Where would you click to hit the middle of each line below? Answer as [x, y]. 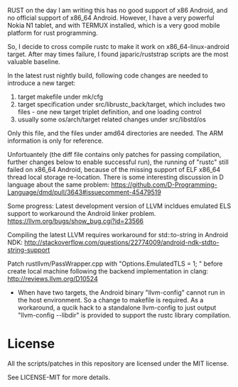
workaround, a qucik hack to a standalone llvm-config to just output [117, 307]
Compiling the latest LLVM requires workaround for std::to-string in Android [118, 235]
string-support [29, 250]
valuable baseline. [34, 62]
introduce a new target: [42, 83]
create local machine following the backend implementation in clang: [108, 271]
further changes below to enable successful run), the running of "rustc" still [118, 162]
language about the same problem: [59, 185]
